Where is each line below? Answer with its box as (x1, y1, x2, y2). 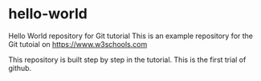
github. (8, 63, 32, 72)
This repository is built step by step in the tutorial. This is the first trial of (8, 55, 247, 64)
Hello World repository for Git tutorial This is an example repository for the (8, 31, 254, 40)
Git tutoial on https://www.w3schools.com (8, 39, 148, 48)
